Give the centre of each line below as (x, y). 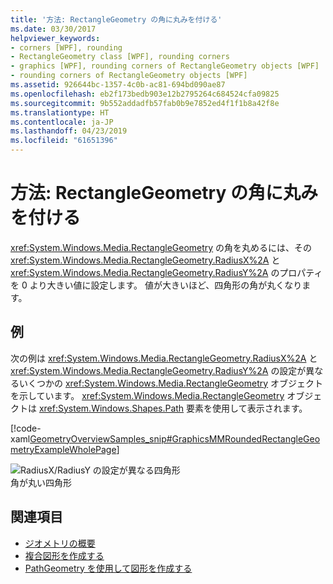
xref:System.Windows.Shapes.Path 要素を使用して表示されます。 (173, 408)
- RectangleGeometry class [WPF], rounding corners (120, 57)
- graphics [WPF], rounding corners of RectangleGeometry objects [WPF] (165, 66)
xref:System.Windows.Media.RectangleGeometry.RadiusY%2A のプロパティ (166, 272)
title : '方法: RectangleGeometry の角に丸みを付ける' (116, 19)
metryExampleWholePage (63, 449)
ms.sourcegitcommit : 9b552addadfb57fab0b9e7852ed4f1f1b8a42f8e (145, 103)
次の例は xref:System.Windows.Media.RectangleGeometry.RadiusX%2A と (164, 358)
